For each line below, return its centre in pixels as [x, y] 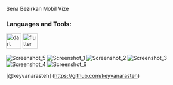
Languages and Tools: [39, 24]
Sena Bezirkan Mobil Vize [38, 9]
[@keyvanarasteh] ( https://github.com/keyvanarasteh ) [73, 76]
